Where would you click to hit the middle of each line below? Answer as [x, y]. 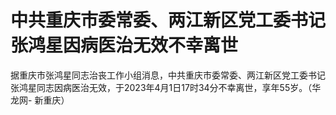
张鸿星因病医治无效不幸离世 [124, 45]
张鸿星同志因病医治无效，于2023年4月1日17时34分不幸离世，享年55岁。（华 [166, 87]
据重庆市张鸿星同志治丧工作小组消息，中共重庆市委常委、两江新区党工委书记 [168, 75]
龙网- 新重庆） [40, 100]
